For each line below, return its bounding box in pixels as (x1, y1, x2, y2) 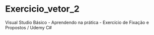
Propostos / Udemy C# (5, 24, 52, 30)
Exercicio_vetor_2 (5, 3, 79, 15)
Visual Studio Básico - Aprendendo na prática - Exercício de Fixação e (5, 19, 149, 25)
